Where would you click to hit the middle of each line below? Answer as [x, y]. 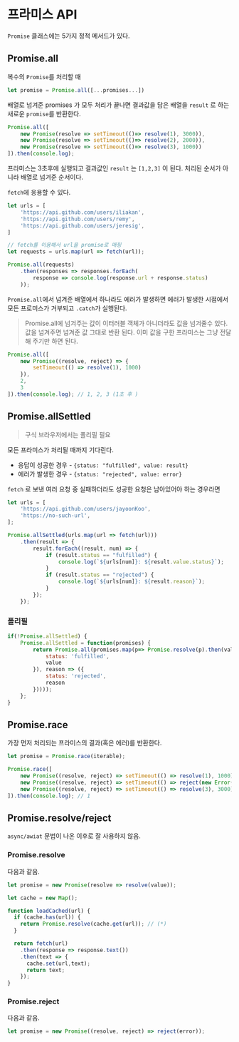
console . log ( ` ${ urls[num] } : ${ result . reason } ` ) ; [132, 582]
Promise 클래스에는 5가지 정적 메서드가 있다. [69, 36]
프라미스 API [42, 15]
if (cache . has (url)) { [47, 917]
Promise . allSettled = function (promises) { [86, 643]
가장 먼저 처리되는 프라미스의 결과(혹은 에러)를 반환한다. [85, 743]
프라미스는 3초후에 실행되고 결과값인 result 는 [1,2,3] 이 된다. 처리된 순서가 [115, 168]
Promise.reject [33, 1001]
